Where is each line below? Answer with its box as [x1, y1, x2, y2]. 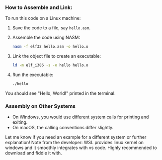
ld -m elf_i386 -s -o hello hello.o [12, 63, 88, 68]
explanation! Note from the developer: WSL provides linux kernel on [5, 140, 144, 146]
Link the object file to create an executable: [12, 53, 101, 59]
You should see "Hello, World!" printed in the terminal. [5, 90, 116, 96]
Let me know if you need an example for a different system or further [5, 134, 147, 140]
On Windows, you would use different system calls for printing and [12, 114, 149, 120]
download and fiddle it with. [5, 150, 62, 156]
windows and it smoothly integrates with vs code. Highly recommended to [5, 145, 158, 151]
